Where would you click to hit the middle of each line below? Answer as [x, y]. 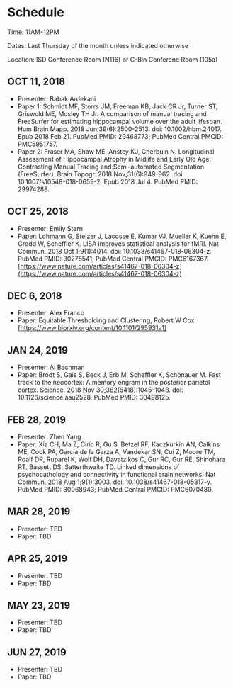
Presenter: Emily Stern [50, 228]
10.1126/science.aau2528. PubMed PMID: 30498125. [94, 397]
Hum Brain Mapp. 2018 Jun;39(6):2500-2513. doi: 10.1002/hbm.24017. [119, 129]
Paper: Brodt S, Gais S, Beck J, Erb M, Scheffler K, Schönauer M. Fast [119, 375]
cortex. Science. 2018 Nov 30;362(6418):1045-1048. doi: [100, 390]
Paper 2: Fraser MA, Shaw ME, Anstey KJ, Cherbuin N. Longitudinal [116, 151]
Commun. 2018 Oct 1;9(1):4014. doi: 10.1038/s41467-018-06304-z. [115, 251]
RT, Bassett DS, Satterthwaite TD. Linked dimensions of [98, 467]
